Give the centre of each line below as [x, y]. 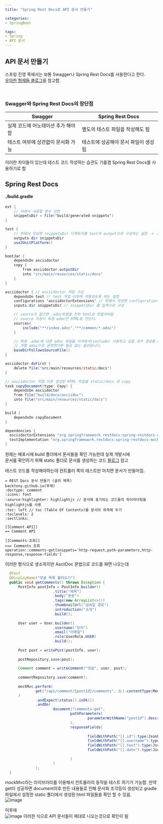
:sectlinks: [17, 519]
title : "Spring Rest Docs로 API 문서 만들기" [49, 9]
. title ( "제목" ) [67, 591]
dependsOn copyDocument [38, 417]
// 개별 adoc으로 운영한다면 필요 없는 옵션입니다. [58, 346]
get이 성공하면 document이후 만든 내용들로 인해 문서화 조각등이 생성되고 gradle [81, 788]
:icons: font [18, 495]
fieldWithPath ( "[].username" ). [119, 741]
